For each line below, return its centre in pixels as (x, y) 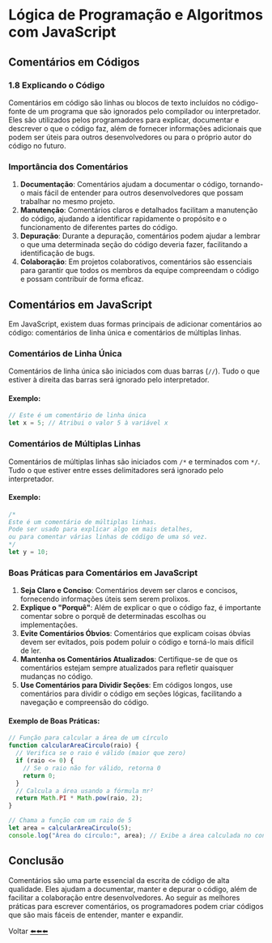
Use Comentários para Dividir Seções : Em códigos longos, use (126, 685)
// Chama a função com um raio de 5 (70, 821)
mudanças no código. (56, 676)
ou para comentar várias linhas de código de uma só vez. (108, 537)
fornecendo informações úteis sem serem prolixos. (105, 599)
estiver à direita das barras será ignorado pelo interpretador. (109, 380)
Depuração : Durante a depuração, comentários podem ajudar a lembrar (140, 236)
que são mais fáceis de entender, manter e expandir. (96, 915)
